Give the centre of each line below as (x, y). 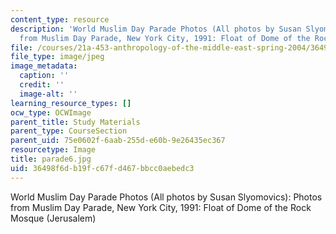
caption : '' (44, 76)
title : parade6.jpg (51, 159)
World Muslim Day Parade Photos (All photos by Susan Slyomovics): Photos (166, 197)
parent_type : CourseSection (69, 131)
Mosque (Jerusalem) (53, 218)
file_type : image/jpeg (57, 57)
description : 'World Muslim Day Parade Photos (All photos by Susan (156, 29)
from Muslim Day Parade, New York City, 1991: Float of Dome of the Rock (161, 207)
